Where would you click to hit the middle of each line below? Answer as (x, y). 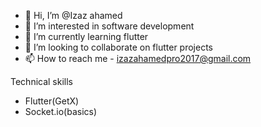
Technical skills (42, 81)
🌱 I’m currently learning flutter (86, 36)
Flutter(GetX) (52, 101)
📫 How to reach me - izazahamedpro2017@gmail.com (138, 58)
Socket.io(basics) (61, 111)
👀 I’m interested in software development (109, 26)
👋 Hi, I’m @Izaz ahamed (73, 15)
